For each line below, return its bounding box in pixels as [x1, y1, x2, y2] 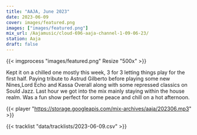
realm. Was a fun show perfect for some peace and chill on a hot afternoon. [6, 93, 190, 100]
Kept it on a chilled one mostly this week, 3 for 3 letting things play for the [6, 69, 185, 76]
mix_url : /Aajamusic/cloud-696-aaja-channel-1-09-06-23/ [6, 31, 149, 36]
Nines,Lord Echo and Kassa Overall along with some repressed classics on [6, 81, 188, 88]
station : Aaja [6, 36, 41, 42]
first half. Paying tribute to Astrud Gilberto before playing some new [6, 75, 170, 82]
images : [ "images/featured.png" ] [6, 25, 88, 31]
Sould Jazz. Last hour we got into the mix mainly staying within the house [6, 87, 185, 95]
